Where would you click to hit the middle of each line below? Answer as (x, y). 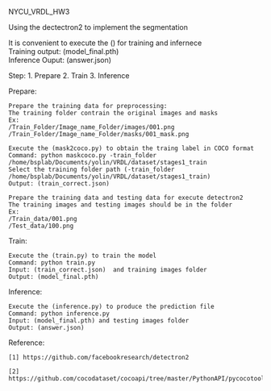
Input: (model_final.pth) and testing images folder (99, 321)
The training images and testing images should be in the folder (120, 205)
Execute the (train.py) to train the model (83, 256)
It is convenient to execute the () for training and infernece (105, 43)
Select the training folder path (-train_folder (92, 169)
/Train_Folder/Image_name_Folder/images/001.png (92, 127)
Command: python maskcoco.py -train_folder (83, 156)
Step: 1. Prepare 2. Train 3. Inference (69, 75)
